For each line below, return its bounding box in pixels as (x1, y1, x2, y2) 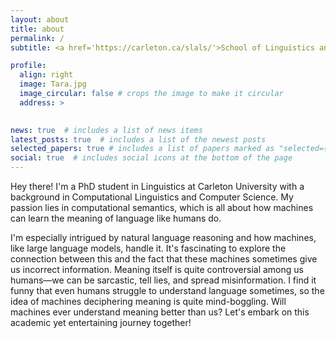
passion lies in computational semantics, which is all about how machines (10, 202, 314, 213)
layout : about (10, 14, 70, 25)
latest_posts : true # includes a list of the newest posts (10, 134, 267, 145)
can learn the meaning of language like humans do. (10, 212, 222, 224)
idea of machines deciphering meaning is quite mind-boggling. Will (10, 296, 287, 307)
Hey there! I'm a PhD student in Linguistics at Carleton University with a (10, 181, 305, 192)
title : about (10, 24, 65, 34)
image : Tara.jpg (19, 79, 87, 90)
